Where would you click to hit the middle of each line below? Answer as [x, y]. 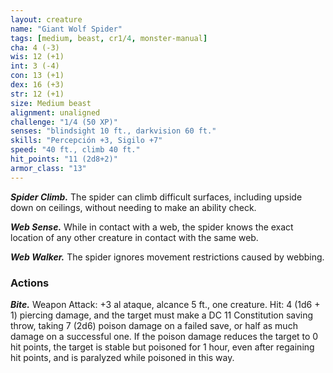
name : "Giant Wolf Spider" [66, 29]
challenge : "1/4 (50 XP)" [64, 122]
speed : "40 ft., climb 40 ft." [75, 150]
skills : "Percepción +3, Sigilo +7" [86, 141]
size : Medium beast [51, 103]
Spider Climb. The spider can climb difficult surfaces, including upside [156, 197]
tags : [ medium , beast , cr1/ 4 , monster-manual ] [109, 38]
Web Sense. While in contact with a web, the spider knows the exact [152, 227]
